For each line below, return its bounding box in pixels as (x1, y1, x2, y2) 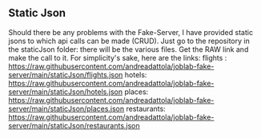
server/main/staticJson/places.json (8, 104, 125, 113)
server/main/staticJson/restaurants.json (8, 120, 140, 130)
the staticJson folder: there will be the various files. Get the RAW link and (8, 44, 249, 54)
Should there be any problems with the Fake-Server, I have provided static (8, 27, 254, 37)
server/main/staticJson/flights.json (8, 69, 123, 79)
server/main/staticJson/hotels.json (8, 87, 122, 97)
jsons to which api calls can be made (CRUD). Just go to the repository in (8, 36, 250, 45)
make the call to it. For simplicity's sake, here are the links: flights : (8, 53, 227, 62)
